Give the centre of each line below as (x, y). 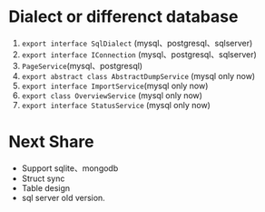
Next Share (51, 142)
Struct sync (43, 178)
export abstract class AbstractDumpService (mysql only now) (138, 76)
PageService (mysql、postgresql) (82, 66)
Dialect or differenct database (123, 17)
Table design (46, 187)
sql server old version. (63, 197)
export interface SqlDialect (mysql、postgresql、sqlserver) (137, 43)
